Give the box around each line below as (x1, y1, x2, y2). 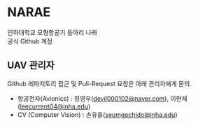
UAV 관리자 (7, 59, 55, 71)
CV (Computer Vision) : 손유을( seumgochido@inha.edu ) (17, 110, 178, 119)
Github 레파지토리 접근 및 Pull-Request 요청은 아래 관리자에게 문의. (7, 79, 192, 87)
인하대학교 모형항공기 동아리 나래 (7, 28, 98, 36)
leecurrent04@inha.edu (20, 102, 89, 111)
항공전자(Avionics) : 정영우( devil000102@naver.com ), (17, 94, 169, 102)
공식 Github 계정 (7, 36, 52, 45)
